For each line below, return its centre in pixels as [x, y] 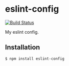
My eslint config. [22, 32]
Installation [23, 47]
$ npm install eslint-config [35, 59]
